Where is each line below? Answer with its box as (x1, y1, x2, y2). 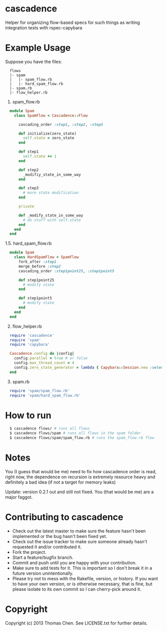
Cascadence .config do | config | (9, 351, 75, 356)
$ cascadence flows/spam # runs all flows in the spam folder (9, 431, 141, 436)
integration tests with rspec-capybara (5, 24, 83, 30)
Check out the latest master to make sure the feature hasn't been (12, 528, 146, 534)
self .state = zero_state (23, 135, 75, 141)
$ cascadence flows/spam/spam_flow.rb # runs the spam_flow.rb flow (9, 435, 155, 440)
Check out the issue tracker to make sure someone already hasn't (12, 538, 148, 544)
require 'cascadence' (9, 333, 55, 338)
